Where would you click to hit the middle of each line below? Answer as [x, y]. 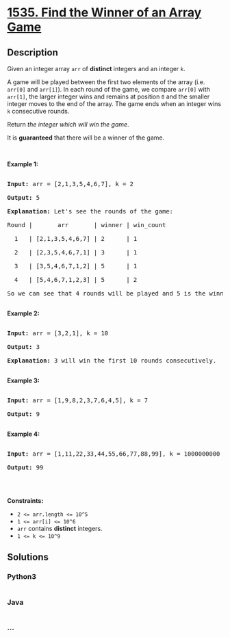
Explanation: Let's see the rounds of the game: [90, 211]
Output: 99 [25, 468]
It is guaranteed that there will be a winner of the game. [86, 138]
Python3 [22, 577]
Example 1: [23, 164]
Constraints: [25, 500]
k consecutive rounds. [38, 111]
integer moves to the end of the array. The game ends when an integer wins [114, 104]
